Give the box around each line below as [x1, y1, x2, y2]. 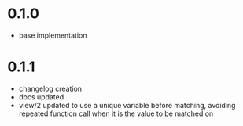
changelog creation [18, 84, 83, 93]
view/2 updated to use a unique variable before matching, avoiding [18, 100, 236, 110]
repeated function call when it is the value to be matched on [18, 109, 214, 118]
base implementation [18, 31, 87, 40]
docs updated [18, 92, 64, 102]
